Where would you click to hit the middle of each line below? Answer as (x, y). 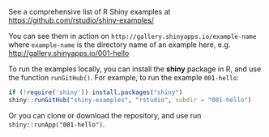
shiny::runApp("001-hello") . (57, 124)
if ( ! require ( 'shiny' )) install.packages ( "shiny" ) (96, 92)
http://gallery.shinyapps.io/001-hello (69, 53)
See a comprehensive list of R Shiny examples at (90, 12)
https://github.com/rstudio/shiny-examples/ (81, 20)
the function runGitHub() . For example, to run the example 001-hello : (124, 77)
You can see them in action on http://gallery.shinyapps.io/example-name (132, 36)
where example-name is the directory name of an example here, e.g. (120, 45)
